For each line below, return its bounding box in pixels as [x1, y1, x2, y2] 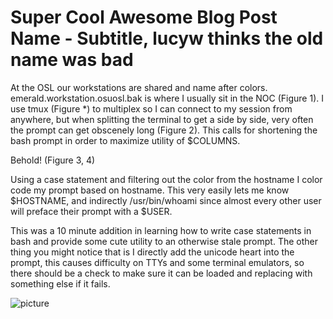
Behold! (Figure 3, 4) [10, 154, 96, 166]
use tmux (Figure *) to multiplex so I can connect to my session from [10, 102, 293, 115]
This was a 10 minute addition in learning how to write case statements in [10, 224, 312, 236]
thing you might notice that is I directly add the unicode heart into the [10, 246, 295, 258]
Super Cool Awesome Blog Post [10, 6, 278, 29]
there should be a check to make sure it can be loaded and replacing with [10, 267, 313, 279]
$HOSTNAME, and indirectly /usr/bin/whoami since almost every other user [10, 194, 322, 206]
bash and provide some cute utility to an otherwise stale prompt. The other [10, 235, 319, 247]
